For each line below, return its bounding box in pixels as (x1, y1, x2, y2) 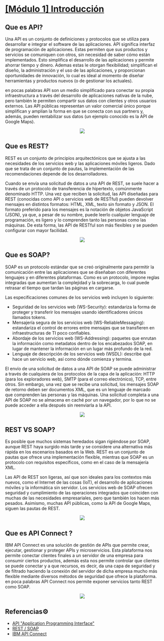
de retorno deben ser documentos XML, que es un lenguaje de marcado (5, 386, 151, 392)
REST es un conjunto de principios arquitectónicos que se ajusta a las (5, 155, 146, 161)
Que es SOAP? (5, 251, 50, 259)
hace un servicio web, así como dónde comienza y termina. (12, 356, 133, 362)
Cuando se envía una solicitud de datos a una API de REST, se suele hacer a (5, 180, 159, 186)
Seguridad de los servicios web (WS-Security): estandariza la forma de (12, 304, 156, 310)
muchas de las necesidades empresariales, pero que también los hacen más (5, 495, 160, 501)
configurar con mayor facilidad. (5, 227, 69, 233)
